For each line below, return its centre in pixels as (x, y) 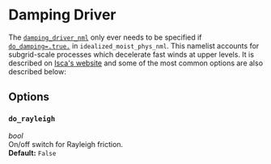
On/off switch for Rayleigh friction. (66, 144)
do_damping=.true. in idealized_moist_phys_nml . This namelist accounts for (134, 45)
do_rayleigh (32, 119)
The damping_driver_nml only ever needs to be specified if (105, 37)
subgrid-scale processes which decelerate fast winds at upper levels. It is (131, 54)
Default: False (32, 153)
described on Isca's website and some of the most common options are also (136, 63)
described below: (37, 71)
